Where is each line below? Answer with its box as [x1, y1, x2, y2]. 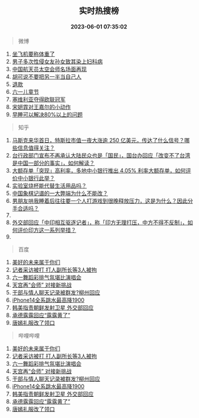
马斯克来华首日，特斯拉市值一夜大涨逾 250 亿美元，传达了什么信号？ [12, 136, 185, 144]
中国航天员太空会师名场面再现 [12, 65, 87, 73]
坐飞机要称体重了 [12, 50, 55, 58]
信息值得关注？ [17, 144, 55, 151]
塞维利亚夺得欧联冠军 [12, 96, 66, 103]
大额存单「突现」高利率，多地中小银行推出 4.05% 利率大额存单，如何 [12, 167, 186, 174]
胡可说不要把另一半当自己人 [12, 73, 82, 80]
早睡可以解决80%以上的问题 [12, 111, 83, 118]
